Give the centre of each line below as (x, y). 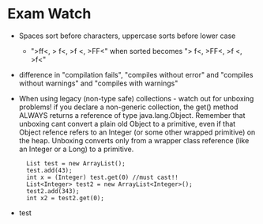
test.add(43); (49, 170)
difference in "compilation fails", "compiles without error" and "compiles (136, 74)
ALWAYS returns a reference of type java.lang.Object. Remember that (132, 115)
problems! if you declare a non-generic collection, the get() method (128, 107)
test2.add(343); (53, 191)
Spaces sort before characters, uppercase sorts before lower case (127, 36)
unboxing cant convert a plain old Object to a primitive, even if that (127, 123)
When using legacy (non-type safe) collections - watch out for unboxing (136, 98)
